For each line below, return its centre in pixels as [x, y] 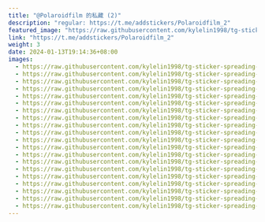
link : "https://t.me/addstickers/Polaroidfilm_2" [91, 37]
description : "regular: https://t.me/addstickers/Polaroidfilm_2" [119, 23]
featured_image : [35, 30]
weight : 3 [24, 45]
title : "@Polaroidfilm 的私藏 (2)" [65, 15]
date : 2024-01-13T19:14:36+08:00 [63, 52]
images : [21, 60]
